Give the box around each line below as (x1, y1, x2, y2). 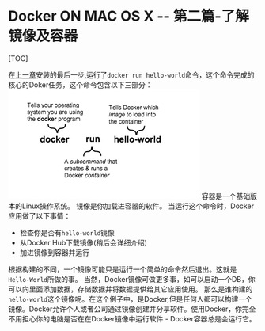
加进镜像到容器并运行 (19, 247, 89, 257)
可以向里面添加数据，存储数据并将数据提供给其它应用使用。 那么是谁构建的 (8, 284, 253, 294)
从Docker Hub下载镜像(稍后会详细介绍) (19, 238, 148, 247)
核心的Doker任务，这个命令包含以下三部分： (8, 80, 153, 89)
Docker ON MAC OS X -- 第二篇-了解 (8, 7, 249, 25)
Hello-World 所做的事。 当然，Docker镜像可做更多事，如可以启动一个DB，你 (8, 274, 256, 283)
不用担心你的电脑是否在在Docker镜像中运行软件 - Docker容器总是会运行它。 (8, 314, 256, 323)
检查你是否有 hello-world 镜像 (19, 227, 115, 238)
